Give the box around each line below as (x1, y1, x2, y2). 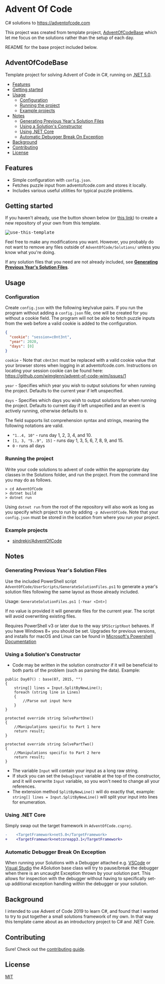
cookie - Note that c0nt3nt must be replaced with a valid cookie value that (5, 357, 156, 363)
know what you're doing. (5, 250, 56, 256)
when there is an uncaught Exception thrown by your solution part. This (5, 870, 151, 876)
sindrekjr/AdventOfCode (12, 538, 62, 544)
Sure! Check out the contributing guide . (5, 946, 85, 952)
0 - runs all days (12, 443, 45, 449)
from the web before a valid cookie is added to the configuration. (5, 320, 137, 327)
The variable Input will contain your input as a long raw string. (12, 768, 139, 774)
